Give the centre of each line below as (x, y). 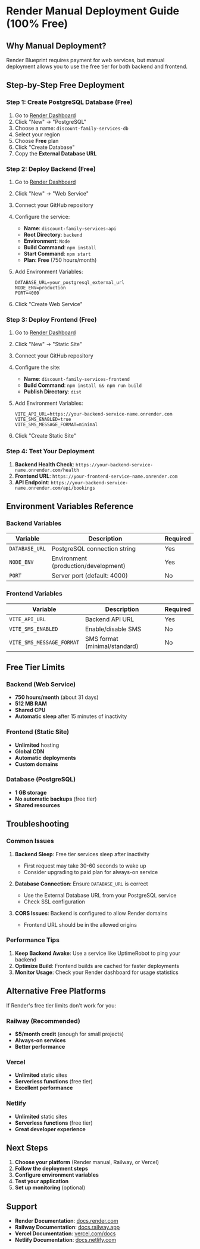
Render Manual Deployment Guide (93, 11)
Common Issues (30, 841)
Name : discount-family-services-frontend (76, 379)
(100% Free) (37, 24)
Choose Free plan (37, 141)
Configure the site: (37, 367)
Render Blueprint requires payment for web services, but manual (85, 60)
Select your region (37, 134)
